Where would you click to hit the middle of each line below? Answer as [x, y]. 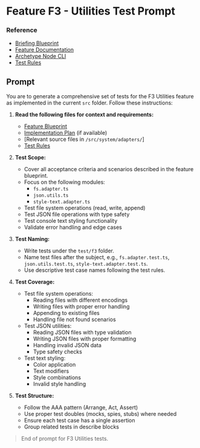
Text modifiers [51, 371]
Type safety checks [58, 352]
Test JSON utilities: [48, 326]
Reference [22, 30]
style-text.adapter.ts [62, 202]
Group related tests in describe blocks [72, 427]
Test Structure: [34, 396]
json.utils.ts [51, 195]
